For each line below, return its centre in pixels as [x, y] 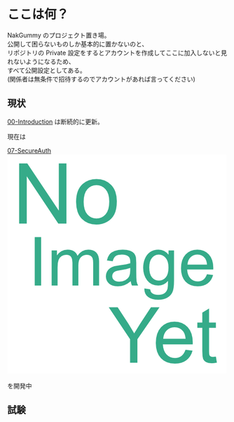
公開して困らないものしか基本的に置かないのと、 [78, 44]
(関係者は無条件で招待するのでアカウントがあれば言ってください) [102, 79]
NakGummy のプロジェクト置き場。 [59, 35]
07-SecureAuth [29, 150]
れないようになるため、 [41, 61]
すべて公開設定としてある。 [47, 70]
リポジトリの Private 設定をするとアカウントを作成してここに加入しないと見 [117, 53]
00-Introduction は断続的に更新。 [55, 121]
